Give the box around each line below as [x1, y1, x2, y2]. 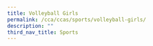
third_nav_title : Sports [7, 28, 79, 36]
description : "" [7, 22, 54, 29]
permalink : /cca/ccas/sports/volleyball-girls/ [7, 16, 147, 23]
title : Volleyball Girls [7, 9, 79, 17]
